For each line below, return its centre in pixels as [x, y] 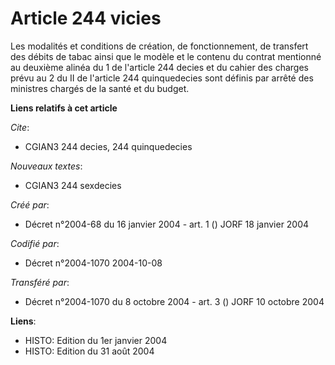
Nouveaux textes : [46, 166]
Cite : [20, 127]
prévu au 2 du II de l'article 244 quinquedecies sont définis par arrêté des [162, 78]
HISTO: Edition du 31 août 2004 [89, 351]
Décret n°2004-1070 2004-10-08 [93, 263]
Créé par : [30, 204]
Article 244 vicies [86, 18]
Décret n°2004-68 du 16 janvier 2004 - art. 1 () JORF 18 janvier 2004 [167, 224]
